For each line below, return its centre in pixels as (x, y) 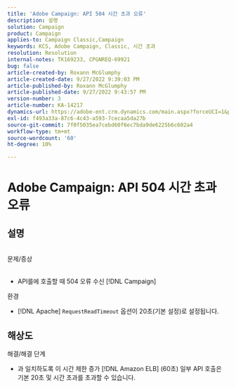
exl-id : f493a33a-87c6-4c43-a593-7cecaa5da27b (77, 118)
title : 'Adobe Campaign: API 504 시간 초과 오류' (77, 14)
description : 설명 (33, 20)
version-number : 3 (34, 99)
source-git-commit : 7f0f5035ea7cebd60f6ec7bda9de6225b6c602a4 (100, 125)
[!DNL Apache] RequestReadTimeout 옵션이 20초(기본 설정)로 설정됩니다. (118, 311)
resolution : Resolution (42, 53)
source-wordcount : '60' (42, 138)
